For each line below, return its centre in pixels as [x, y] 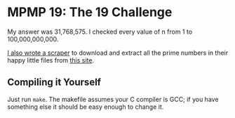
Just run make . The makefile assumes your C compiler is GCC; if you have [113, 99]
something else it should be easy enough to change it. [86, 107]
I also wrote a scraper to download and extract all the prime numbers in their [118, 53]
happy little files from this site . [51, 60]
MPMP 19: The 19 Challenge [90, 12]
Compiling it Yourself [54, 83]
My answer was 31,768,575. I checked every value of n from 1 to [100, 32]
